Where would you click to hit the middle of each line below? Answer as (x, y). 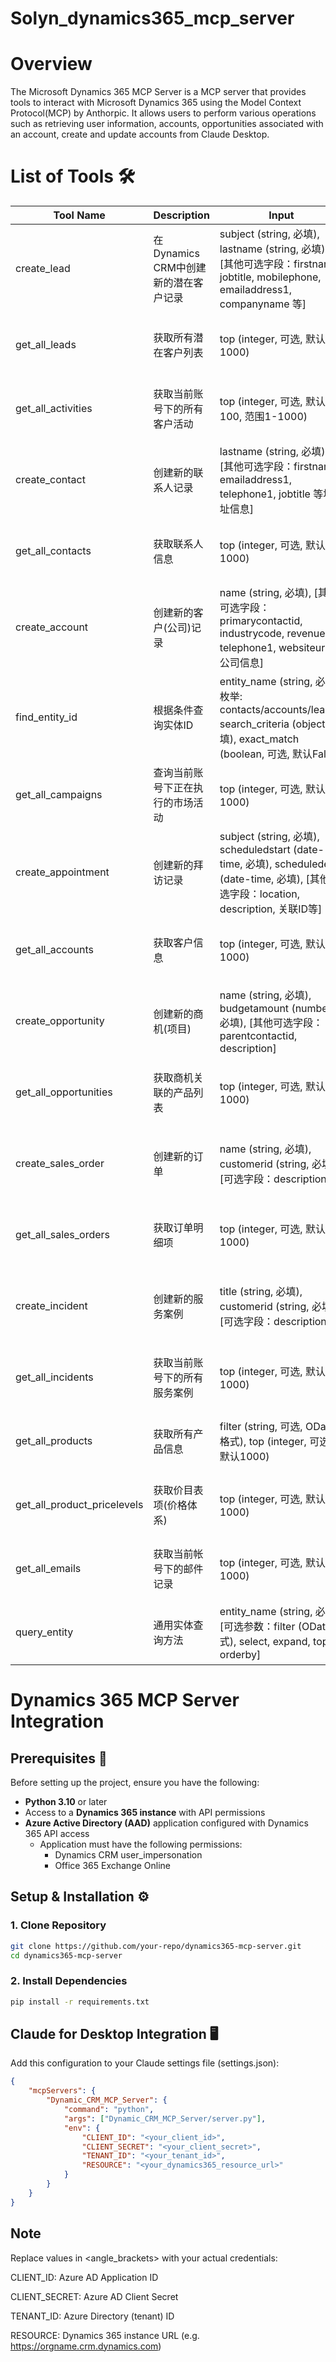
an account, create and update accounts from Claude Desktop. (140, 134)
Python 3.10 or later (66, 1802)
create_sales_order (60, 1164)
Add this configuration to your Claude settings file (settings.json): (145, 2063)
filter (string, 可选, (261, 1427)
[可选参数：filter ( (260, 1627)
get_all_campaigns (59, 795)
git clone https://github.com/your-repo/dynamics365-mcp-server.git (156, 1946)
